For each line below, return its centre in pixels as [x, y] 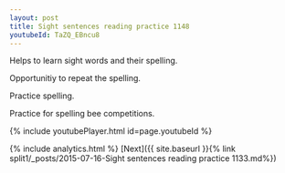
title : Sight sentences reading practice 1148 [100, 26]
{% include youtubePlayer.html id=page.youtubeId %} [111, 131]
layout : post [34, 18]
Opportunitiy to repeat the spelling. [75, 78]
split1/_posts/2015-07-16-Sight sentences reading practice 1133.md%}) [143, 158]
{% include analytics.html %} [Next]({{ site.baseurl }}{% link [122, 149]
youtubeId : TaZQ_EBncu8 [55, 35]
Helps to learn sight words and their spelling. [94, 61]
